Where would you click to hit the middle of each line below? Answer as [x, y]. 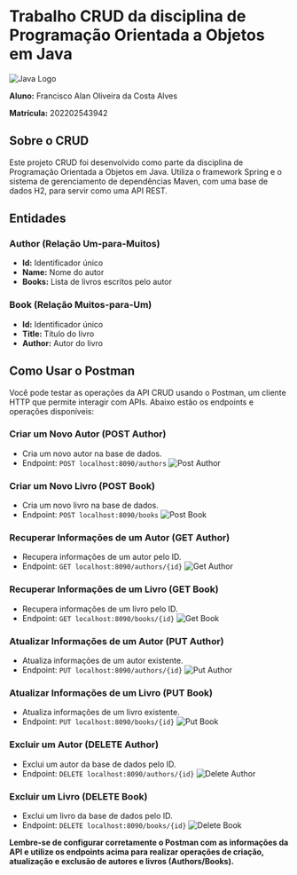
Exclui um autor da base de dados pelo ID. [99, 764]
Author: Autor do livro [63, 343]
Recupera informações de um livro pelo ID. [100, 609]
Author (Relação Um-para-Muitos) [85, 244]
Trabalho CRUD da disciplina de [128, 16]
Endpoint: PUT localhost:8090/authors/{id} [102, 670]
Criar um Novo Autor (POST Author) [88, 434]
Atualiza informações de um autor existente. [102, 661]
